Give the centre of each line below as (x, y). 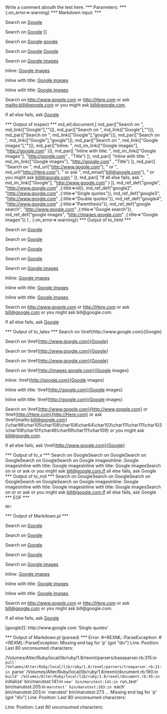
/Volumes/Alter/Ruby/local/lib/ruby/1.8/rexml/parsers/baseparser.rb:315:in (81, 658)
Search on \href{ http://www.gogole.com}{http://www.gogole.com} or (76, 409)
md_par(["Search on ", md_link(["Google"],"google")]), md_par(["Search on (82, 135)
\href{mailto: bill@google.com (35, 420)
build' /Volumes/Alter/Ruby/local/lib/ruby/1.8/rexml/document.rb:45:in (82, 677)
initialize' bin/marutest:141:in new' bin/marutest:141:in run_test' (72, 681)
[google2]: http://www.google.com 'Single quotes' (57, 628)
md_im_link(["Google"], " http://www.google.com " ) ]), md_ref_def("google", (83, 183)
